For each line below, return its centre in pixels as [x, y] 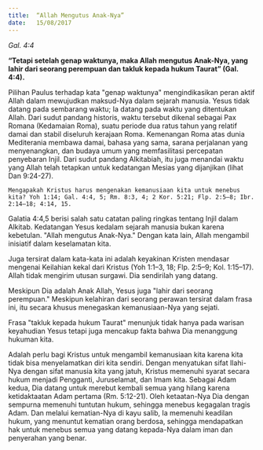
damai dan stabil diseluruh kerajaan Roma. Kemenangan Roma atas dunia [126, 134]
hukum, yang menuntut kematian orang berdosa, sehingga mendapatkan [126, 421]
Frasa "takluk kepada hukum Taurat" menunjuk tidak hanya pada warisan [126, 322]
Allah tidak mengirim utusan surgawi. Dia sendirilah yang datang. [113, 275]
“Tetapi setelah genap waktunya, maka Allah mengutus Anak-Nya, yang [128, 60]
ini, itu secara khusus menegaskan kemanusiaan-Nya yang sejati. [114, 307]
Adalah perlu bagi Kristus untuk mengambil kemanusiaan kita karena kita [126, 354]
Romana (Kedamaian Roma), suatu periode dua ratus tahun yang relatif [123, 126]
